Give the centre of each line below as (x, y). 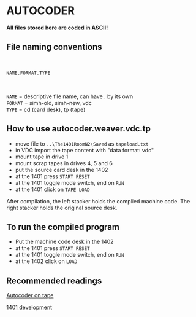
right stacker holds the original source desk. (62, 208)
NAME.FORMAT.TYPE (28, 73)
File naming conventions (54, 47)
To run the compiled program (63, 227)
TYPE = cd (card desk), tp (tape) (46, 109)
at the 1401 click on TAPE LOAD (52, 189)
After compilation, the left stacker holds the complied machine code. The (98, 201)
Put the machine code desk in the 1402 (65, 242)
